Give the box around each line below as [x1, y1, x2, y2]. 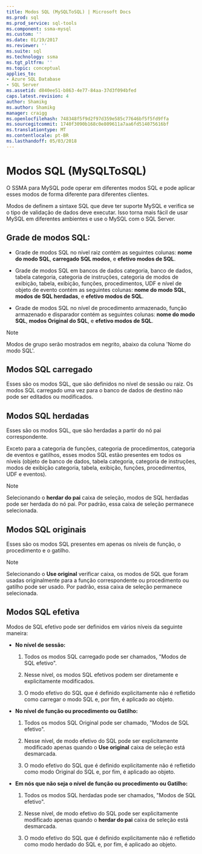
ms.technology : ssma [6, 54, 59, 60]
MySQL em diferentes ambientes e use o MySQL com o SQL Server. [6, 215, 175, 222]
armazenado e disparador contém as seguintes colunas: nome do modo [15, 311, 195, 318]
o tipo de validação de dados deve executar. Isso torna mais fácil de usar [6, 209, 189, 216]
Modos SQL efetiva [6, 607, 80, 617]
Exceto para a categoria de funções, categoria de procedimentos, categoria [6, 445, 195, 452]
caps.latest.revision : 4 [6, 93, 69, 99]
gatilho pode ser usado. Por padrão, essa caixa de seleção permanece [6, 583, 183, 590]
